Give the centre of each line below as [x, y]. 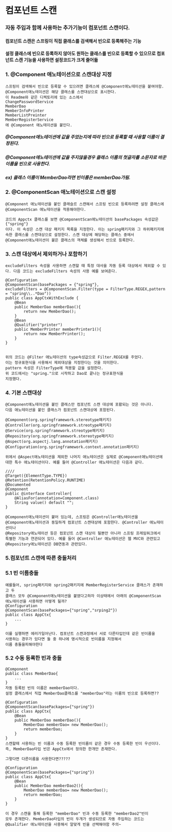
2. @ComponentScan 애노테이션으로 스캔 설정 [61, 192]
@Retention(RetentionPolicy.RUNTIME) [45, 480]
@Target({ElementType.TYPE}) [36, 476]
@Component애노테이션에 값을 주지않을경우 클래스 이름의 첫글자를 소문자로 [81, 157]
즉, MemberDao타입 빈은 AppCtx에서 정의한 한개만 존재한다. [61, 749]
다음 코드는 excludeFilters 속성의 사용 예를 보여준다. [65, 271]
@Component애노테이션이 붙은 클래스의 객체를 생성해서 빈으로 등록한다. [70, 240]
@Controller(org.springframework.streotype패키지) [59, 425]
